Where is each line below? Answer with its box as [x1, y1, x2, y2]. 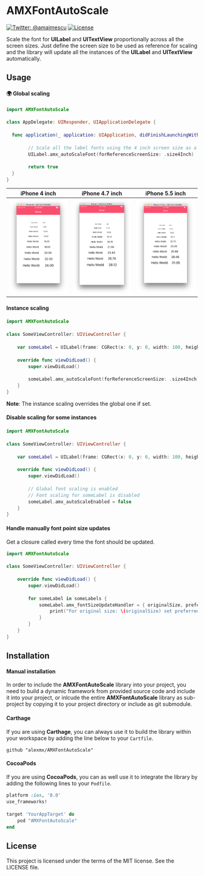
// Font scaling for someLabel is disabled [28, 492, 140, 498]
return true [28, 164, 59, 170]
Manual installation [6, 668, 56, 675]
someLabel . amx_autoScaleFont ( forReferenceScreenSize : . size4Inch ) [28, 376, 200, 383]
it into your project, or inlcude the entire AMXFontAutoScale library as [6, 694, 183, 702]
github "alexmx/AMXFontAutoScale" [6, 747, 94, 753]
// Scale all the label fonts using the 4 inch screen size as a [28, 145, 197, 151]
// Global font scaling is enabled [28, 485, 118, 492]
